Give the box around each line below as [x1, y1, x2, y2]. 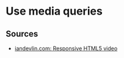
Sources [5, 29, 38, 39]
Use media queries [5, 4, 103, 18]
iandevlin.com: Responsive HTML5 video [14, 45, 118, 52]
